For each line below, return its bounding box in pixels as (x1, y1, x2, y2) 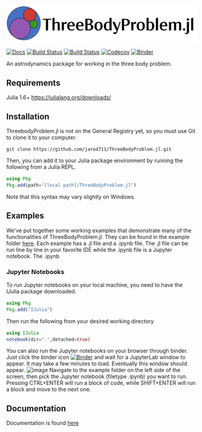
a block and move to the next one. (6, 386, 91, 393)
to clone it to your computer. (6, 134, 77, 141)
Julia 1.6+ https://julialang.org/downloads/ (6, 94, 111, 101)
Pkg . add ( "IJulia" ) (6, 306, 53, 313)
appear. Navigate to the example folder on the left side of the (6, 367, 181, 374)
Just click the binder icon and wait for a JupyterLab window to (6, 353, 186, 361)
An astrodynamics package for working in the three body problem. (6, 60, 172, 68)
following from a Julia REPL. (6, 163, 76, 171)
